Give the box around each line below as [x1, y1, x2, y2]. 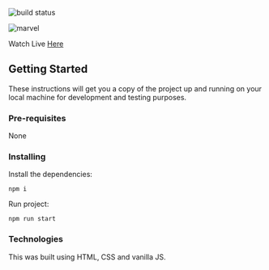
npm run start [8, 215, 57, 223]
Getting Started [8, 62, 88, 76]
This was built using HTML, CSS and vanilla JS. [8, 251, 166, 262]
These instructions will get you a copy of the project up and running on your [8, 83, 262, 93]
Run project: [8, 199, 49, 209]
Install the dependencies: [8, 170, 93, 179]
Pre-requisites [8, 112, 66, 124]
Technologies [8, 234, 63, 245]
